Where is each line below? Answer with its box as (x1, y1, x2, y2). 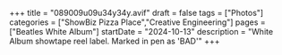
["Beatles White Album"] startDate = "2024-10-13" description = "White (9, 27, 274, 36)
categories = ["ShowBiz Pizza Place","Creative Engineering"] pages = (9, 17, 266, 27)
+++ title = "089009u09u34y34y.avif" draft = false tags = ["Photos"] (9, 8, 264, 18)
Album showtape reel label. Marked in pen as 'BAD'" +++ (9, 35, 220, 46)
